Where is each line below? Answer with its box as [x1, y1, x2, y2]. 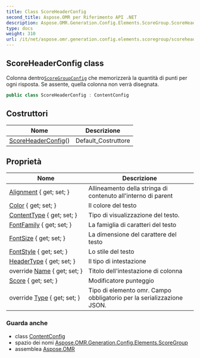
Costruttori [6, 108, 48, 119]
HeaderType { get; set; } [9, 257, 76, 266]
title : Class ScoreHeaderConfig [6, 8, 86, 15]
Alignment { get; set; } [9, 188, 70, 197]
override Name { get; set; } [9, 267, 83, 275]
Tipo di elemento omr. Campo [88, 287, 171, 295]
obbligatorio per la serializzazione [88, 294, 183, 302]
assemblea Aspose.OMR [14, 345, 76, 352]
